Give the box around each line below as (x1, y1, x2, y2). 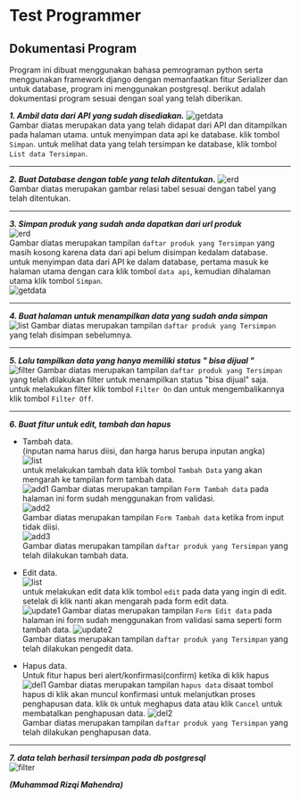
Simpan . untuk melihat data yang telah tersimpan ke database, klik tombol (9, 139, 277, 149)
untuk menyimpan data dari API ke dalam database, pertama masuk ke (9, 256, 270, 267)
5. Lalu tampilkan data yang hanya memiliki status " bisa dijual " (9, 355, 254, 366)
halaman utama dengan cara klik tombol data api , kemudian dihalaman (9, 266, 271, 277)
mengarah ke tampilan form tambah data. (21, 474, 175, 485)
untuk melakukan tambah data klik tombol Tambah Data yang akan (21, 465, 262, 475)
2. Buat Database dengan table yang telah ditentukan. (9, 174, 216, 184)
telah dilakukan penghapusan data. (21, 727, 152, 737)
